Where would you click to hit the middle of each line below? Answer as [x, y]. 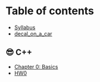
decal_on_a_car [33, 33]
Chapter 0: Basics [36, 67]
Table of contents [50, 11]
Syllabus [25, 27]
